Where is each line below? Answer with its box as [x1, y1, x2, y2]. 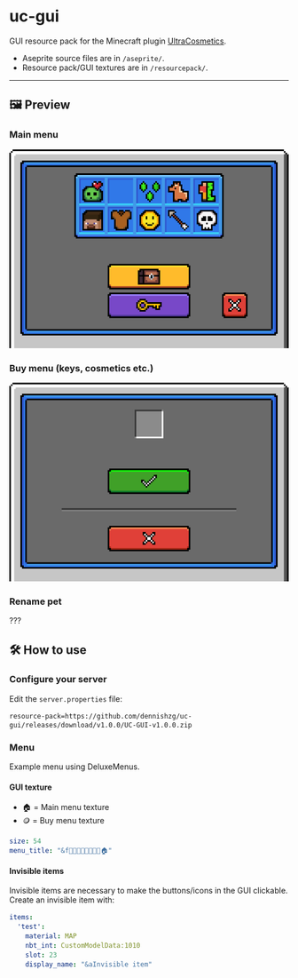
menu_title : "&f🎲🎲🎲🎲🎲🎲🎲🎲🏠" [9, 847, 113, 855]
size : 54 [9, 837, 42, 846]
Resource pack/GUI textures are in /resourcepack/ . [21, 62, 208, 73]
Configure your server [9, 673, 107, 686]
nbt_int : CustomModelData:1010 [25, 941, 141, 950]
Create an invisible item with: [9, 895, 115, 905]
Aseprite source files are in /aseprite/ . [21, 52, 165, 63]
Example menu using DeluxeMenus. [9, 761, 140, 772]
